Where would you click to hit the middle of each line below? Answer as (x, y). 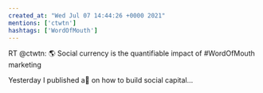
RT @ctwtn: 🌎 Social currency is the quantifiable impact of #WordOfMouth (131, 53)
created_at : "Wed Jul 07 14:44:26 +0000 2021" (87, 15)
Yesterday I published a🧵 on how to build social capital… (101, 80)
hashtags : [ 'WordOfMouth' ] (53, 30)
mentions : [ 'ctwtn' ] (43, 23)
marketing (25, 65)
